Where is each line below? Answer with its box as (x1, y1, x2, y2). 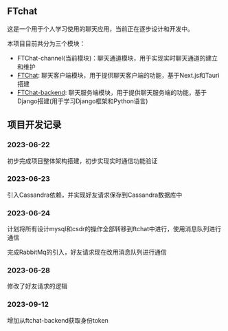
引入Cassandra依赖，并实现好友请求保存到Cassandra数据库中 (7, 191, 183, 199)
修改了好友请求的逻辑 (7, 282, 67, 290)
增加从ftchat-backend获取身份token (7, 316, 109, 324)
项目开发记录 (7, 119, 62, 131)
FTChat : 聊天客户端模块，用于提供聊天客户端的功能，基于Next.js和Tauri (16, 71, 220, 79)
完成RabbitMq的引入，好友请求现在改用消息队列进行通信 (7, 248, 167, 257)
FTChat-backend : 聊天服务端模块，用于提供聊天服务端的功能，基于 (16, 88, 207, 96)
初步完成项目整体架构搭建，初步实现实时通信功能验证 (7, 156, 158, 164)
